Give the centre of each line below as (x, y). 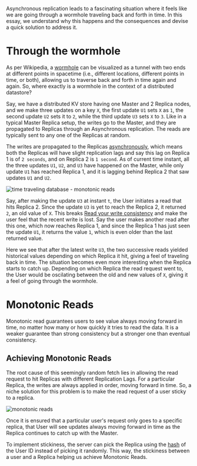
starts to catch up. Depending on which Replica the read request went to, (95, 268)
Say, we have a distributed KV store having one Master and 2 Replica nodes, (98, 104)
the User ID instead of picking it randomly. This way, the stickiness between (98, 451)
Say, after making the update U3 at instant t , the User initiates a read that (94, 200)
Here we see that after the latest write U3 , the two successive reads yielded (97, 249)
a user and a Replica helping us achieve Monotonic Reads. (77, 457)
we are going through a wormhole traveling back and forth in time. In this (94, 15)
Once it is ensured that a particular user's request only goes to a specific (94, 420)
